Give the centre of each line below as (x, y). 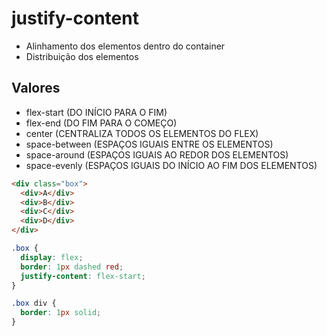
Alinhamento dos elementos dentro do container (125, 46)
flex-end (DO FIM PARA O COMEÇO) (101, 123)
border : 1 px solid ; (61, 313)
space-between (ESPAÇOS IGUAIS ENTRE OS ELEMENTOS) (149, 144)
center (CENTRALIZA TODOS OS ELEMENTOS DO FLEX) (142, 133)
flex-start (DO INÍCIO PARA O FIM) (96, 112)
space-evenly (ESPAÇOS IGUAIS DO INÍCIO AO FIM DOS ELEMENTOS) (171, 165)
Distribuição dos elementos (82, 56)
